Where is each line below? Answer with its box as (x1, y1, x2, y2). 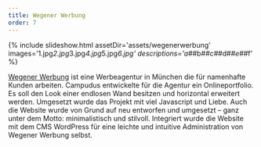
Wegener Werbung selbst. (8, 130, 92, 139)
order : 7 (8, 19, 37, 27)
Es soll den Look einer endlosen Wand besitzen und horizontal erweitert (8, 88, 241, 98)
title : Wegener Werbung (8, 11, 86, 20)
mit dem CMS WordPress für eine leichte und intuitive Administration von (8, 122, 244, 131)
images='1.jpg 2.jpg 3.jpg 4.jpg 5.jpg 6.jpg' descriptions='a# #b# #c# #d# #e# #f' (8, 48, 253, 58)
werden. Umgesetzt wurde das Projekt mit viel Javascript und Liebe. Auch (8, 97, 248, 106)
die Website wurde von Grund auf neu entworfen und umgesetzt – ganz (8, 105, 240, 114)
